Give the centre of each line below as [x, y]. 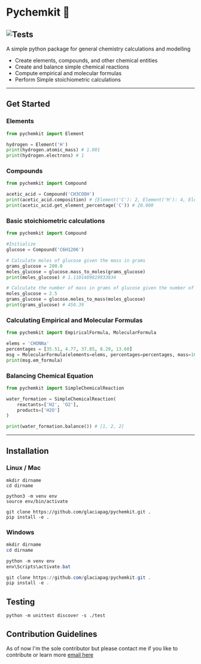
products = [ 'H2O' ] [39, 410]
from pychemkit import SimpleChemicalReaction [65, 388]
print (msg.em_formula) [34, 360]
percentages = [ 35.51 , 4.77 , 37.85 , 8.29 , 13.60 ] [69, 349]
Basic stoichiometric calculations [56, 220]
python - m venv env [31, 561]
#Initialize [21, 244]
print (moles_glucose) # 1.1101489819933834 [61, 277]
